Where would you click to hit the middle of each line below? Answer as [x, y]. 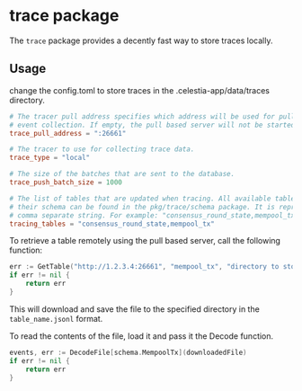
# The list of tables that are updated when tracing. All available [140, 199]
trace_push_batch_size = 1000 [66, 182]
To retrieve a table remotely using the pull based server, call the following [145, 241]
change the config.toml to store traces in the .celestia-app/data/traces [139, 90]
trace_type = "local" [50, 158]
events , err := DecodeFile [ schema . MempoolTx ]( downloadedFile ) [128, 352]
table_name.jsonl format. [56, 318]
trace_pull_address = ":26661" [68, 133]
